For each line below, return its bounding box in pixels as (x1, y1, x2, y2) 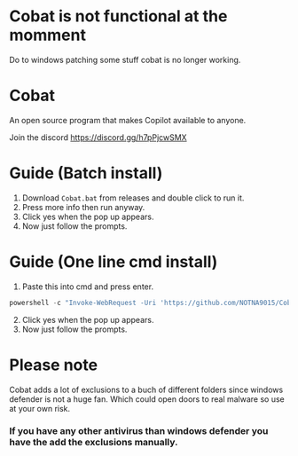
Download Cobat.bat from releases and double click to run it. (21, 193, 245, 203)
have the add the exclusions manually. (9, 436, 178, 449)
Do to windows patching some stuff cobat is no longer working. (9, 54, 241, 65)
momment (9, 25, 87, 45)
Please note (9, 355, 98, 374)
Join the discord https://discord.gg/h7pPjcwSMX (9, 131, 188, 143)
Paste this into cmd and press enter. (21, 281, 153, 292)
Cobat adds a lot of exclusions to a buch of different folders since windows (9, 384, 284, 395)
